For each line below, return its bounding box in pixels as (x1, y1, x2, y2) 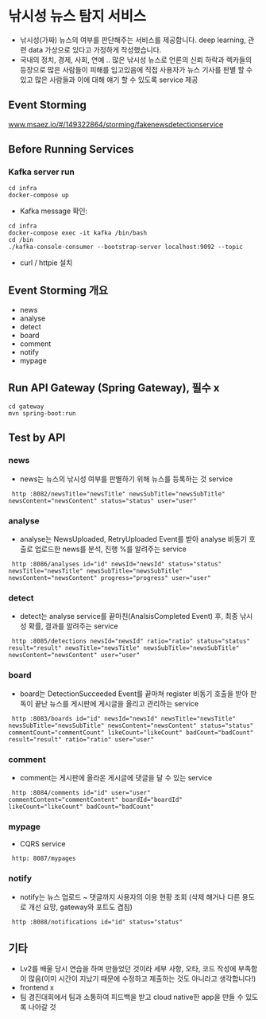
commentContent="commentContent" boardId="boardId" (8, 795, 183, 803)
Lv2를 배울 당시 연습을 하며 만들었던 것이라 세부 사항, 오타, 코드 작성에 (19, 964, 237, 974)
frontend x (19, 983, 54, 993)
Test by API (8, 431, 66, 445)
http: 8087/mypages (11, 854, 77, 863)
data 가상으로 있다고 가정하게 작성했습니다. (28, 45, 162, 54)
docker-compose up (8, 192, 69, 200)
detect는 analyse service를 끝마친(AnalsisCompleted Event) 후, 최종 (19, 612, 238, 621)
